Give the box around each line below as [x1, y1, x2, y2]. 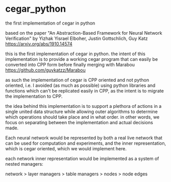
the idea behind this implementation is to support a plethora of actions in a [5, 103, 162, 109]
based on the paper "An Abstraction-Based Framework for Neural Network [5, 30, 162, 36]
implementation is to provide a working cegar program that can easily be [5, 56, 158, 62]
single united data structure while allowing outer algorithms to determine [5, 108, 158, 115]
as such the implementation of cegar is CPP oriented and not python [5, 77, 150, 83]
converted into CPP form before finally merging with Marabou [5, 61, 135, 67]
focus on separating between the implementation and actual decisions [5, 119, 153, 125]
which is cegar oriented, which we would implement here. [5, 145, 127, 151]
